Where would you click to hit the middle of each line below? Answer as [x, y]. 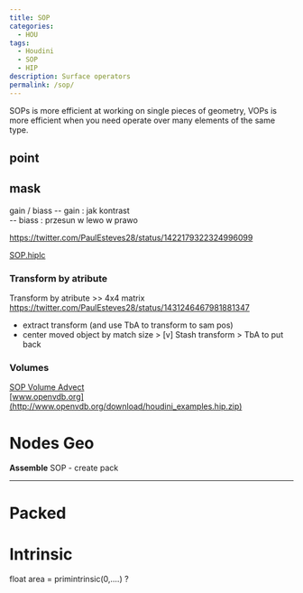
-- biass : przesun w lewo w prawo [73, 220]
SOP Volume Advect [47, 387]
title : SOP [30, 18]
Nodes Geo [52, 443]
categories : [32, 26]
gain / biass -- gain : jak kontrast [69, 210]
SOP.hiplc [28, 255]
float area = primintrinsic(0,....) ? [69, 579]
